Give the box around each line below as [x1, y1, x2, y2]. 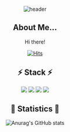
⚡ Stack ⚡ [17, 68, 52, 78]
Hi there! [24, 38, 45, 45]
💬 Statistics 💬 [10, 104, 60, 114]
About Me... [12, 22, 58, 32]
